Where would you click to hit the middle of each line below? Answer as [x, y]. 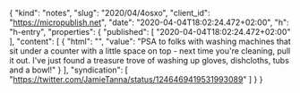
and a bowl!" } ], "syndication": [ [69, 70]
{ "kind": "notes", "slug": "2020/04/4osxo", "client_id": [110, 13]
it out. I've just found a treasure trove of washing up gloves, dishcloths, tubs [149, 60]
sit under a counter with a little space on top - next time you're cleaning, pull [150, 51]
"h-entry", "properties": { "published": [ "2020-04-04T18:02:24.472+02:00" [150, 32]
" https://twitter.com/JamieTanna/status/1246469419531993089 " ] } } [136, 79]
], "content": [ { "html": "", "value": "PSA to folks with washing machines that [150, 41]
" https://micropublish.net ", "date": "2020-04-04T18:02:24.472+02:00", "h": [149, 22]
